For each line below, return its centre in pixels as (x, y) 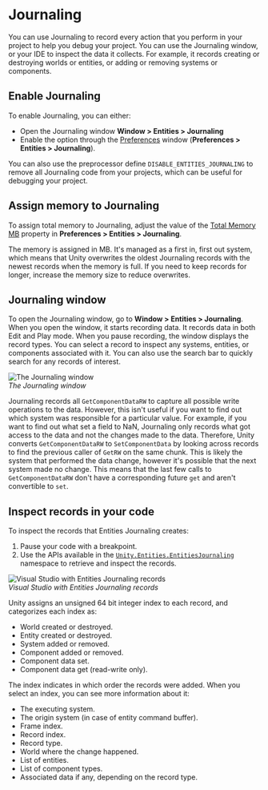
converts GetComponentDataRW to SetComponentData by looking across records (134, 444)
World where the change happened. (79, 752)
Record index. (43, 735)
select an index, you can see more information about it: (99, 694)
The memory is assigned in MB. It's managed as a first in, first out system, (130, 249)
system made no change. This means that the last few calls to (110, 470)
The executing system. (58, 709)
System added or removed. (65, 644)
